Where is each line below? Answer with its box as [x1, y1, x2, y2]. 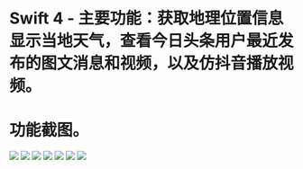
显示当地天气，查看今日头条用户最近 [9, 31, 279, 51]
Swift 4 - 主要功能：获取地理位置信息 [9, 8, 284, 29]
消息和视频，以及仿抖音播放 [72, 53, 279, 74]
